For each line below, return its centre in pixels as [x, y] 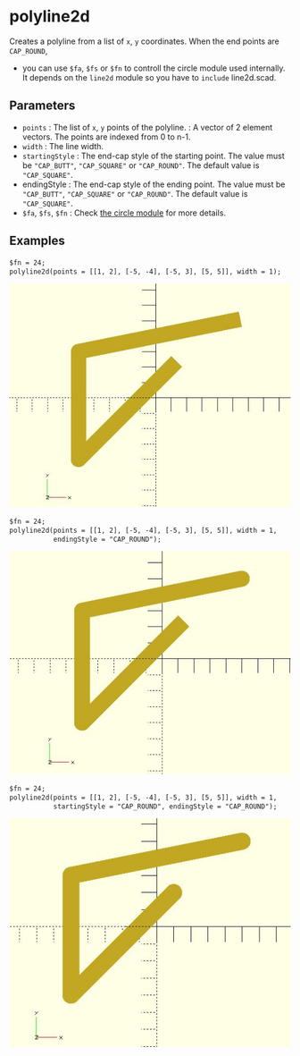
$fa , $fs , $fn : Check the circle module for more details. [124, 213]
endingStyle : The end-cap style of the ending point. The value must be [154, 184]
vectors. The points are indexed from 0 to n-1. [106, 137]
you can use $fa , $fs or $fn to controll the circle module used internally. [154, 68]
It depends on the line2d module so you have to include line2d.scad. [149, 77]
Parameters [42, 106]
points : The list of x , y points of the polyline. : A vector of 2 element [147, 127]
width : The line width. [63, 146]
